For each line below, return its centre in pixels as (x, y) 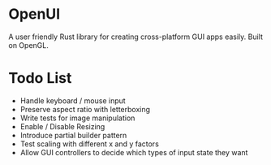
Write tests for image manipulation (77, 118)
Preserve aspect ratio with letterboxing (85, 109)
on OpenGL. (28, 45)
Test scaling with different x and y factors (90, 144)
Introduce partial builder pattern (73, 135)
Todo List (40, 78)
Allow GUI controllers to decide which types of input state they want (134, 152)
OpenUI (34, 14)
